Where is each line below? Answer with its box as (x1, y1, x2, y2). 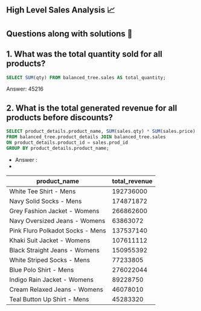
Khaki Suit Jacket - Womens (9, 236, 91, 245)
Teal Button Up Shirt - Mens (9, 295, 89, 303)
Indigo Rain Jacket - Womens (9, 275, 94, 284)
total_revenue (112, 177, 153, 185)
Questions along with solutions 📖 (6, 28, 133, 39)
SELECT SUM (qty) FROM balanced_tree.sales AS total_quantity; (6, 74, 166, 80)
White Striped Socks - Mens (9, 255, 91, 264)
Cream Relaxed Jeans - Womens (9, 285, 104, 293)
